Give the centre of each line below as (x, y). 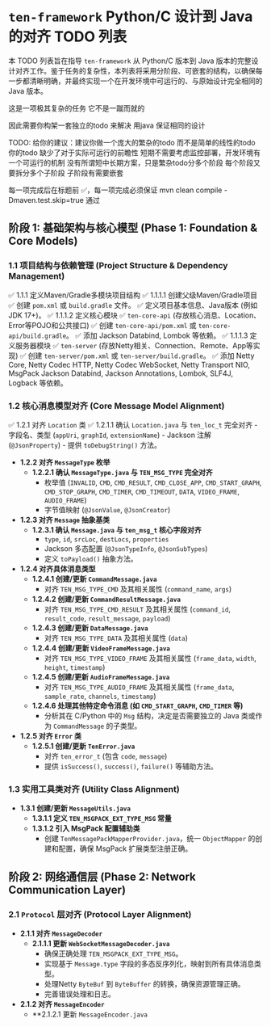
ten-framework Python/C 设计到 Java (131, 17)
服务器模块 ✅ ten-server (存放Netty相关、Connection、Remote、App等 (134, 345)
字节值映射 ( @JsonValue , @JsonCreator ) (107, 509)
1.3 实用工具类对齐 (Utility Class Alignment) (94, 789)
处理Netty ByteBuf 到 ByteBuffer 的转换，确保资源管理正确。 (144, 983)
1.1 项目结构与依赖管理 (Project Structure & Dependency (118, 266)
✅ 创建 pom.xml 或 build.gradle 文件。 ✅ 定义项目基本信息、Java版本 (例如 (133, 305)
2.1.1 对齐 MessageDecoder (61, 933)
